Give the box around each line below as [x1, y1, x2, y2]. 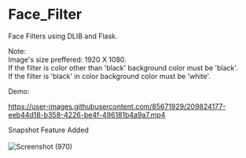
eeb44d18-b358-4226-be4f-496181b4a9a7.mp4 [8, 110, 166, 119]
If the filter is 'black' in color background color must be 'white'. [8, 71, 211, 81]
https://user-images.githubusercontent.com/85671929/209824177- [8, 102, 226, 111]
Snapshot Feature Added [8, 125, 89, 135]
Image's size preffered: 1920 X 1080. [8, 55, 127, 64]
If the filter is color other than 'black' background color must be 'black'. [8, 63, 238, 72]
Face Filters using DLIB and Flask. [8, 31, 118, 41]
